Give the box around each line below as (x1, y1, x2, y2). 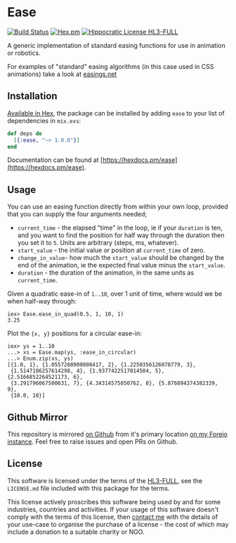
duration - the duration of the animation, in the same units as (17, 268, 195, 277)
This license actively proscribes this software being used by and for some (7, 497, 221, 506)
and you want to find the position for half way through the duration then (17, 231, 225, 239)
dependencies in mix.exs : (7, 116, 81, 125)
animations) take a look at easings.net (7, 70, 117, 78)
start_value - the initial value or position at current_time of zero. (17, 246, 206, 254)
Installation (7, 90, 58, 102)
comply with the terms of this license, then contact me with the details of (7, 512, 218, 521)
